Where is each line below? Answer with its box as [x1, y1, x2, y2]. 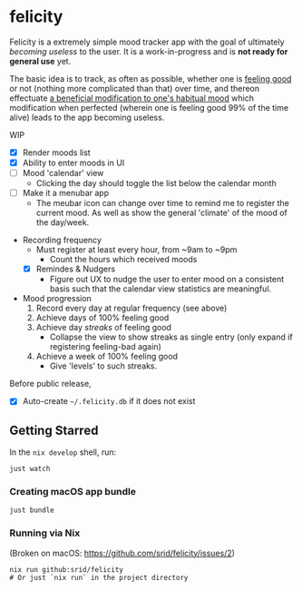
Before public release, [9, 379, 93, 389]
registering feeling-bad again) [49, 341, 161, 352]
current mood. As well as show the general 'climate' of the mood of [35, 207, 288, 219]
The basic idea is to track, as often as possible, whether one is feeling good [9, 73, 292, 84]
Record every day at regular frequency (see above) [35, 302, 228, 314]
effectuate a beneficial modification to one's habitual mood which [9, 93, 254, 103]
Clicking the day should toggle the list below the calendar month [35, 178, 277, 189]
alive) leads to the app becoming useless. [9, 112, 165, 123]
